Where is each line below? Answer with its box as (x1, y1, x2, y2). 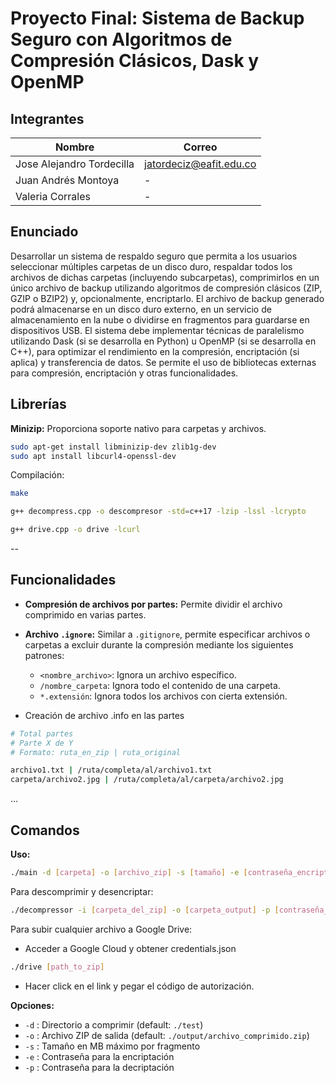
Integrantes (10, 110, 85, 127)
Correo (183, 140, 218, 154)
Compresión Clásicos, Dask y (10, 50, 260, 72)
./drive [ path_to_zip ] (10, 962, 105, 972)
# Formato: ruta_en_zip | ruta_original (10, 747, 182, 757)
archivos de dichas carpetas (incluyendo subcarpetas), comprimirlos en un (10, 271, 320, 283)
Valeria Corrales (15, 190, 91, 203)
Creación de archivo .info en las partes (24, 709, 185, 721)
